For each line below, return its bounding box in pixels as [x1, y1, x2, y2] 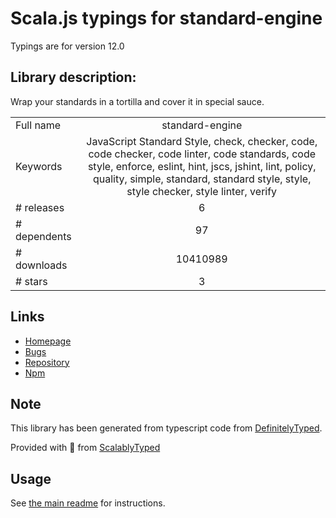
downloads [15, 258, 68, 272]
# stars [15, 274, 48, 288]
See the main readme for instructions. [10, 497, 166, 509]
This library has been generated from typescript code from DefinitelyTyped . [10, 422, 323, 434]
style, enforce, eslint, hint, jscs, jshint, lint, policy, [87, 159, 317, 173]
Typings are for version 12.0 [10, 40, 125, 52]
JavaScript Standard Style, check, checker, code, [86, 134, 318, 148]
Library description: [10, 69, 137, 86]
